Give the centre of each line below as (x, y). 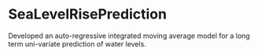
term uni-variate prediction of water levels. (77, 43)
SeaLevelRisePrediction (88, 14)
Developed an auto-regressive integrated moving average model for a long (129, 36)
